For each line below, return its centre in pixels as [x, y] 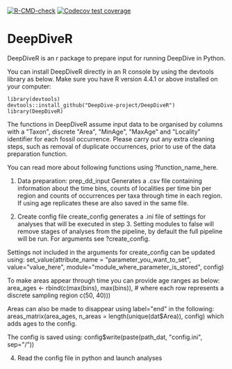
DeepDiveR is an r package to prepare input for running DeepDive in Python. [116, 58]
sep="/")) [21, 344]
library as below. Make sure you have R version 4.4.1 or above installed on [113, 79]
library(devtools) [34, 99]
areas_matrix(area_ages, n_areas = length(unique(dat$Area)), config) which [116, 316]
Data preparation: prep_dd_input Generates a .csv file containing [110, 180]
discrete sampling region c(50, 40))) [59, 295]
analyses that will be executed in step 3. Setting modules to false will [115, 223]
